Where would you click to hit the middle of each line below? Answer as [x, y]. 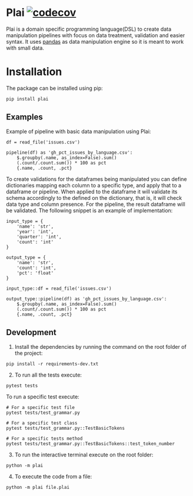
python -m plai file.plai [38, 487]
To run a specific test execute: [43, 397]
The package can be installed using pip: [54, 88]
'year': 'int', [35, 231]
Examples [24, 117]
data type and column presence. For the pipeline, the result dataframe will [96, 204]
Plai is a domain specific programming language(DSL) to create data [89, 29]
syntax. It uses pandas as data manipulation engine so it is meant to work [95, 41]
